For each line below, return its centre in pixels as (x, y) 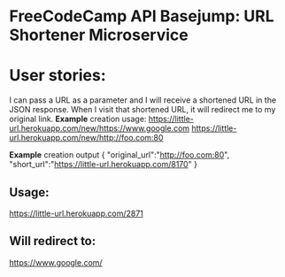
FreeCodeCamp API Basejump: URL (142, 16)
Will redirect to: (53, 241)
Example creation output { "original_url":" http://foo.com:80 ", (119, 155)
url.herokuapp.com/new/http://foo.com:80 (86, 138)
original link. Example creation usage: (78, 119)
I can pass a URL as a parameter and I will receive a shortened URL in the (143, 100)
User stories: (58, 76)
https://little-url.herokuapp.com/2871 (77, 213)
